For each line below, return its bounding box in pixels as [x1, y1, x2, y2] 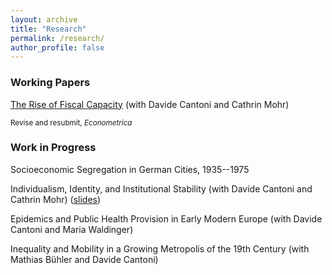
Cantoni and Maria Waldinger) [10, 223, 134, 235]
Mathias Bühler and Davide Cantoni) [10, 253, 159, 265]
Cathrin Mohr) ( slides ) [10, 193, 102, 205]
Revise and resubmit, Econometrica [10, 117, 133, 128]
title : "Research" [10, 24, 87, 34]
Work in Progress [10, 141, 97, 155]
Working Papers [10, 76, 91, 90]
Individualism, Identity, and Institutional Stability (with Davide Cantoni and [10, 182, 313, 195]
